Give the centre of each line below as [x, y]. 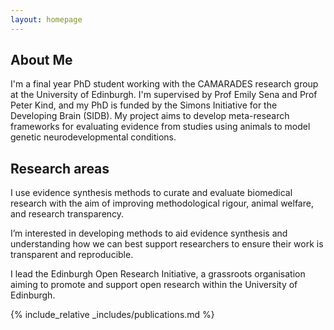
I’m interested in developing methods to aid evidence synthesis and [149, 233]
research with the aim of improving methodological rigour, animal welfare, [162, 203]
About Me [41, 60]
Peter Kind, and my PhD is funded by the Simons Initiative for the [144, 105]
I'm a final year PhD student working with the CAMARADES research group [164, 84]
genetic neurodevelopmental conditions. [93, 137]
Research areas [60, 168]
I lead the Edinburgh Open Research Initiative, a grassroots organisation [158, 274]
